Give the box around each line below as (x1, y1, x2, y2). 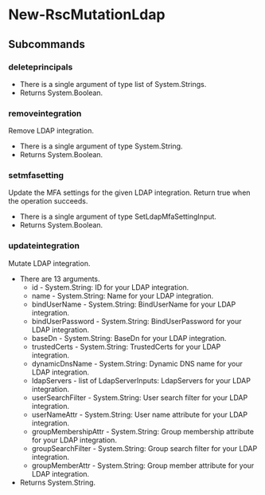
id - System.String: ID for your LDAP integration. (31, 282, 189, 292)
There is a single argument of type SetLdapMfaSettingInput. (19, 212, 217, 221)
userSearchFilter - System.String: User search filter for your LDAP (31, 393, 248, 402)
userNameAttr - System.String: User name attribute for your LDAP (31, 410, 248, 419)
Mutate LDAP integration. (8, 258, 91, 268)
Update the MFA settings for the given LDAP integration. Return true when (8, 188, 251, 197)
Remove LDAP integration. (8, 126, 94, 136)
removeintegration (8, 108, 82, 119)
